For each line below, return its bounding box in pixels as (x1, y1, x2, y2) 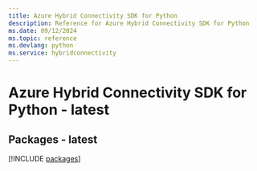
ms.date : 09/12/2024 (8, 26, 78, 35)
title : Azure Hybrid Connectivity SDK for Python (8, 11, 178, 20)
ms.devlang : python (8, 42, 74, 50)
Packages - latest (8, 132, 98, 146)
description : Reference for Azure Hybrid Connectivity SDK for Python (8, 19, 250, 27)
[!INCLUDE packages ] (8, 154, 81, 163)
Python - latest (8, 101, 110, 119)
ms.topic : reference (8, 34, 78, 43)
